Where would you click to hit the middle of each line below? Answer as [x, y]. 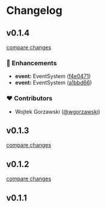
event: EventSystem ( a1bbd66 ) [53, 83]
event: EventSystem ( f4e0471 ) [53, 76]
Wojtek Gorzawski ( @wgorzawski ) [58, 111]
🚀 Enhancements [32, 63]
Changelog [34, 11]
